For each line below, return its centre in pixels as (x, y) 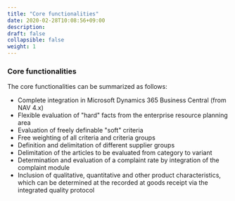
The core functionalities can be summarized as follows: (87, 87)
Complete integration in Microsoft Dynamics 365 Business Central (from (122, 100)
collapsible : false (36, 40)
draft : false (26, 33)
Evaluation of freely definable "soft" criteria (80, 130)
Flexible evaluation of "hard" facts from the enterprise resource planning (123, 115)
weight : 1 (22, 47)
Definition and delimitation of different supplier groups (96, 145)
